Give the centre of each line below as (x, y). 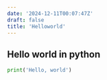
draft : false (26, 20)
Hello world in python (54, 54)
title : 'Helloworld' (37, 26)
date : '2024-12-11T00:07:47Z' (50, 13)
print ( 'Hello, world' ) (39, 70)
